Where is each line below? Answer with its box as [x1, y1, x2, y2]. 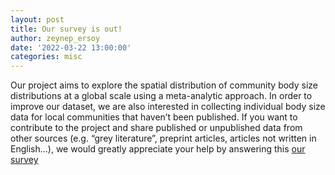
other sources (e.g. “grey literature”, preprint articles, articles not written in [10, 132, 317, 145]
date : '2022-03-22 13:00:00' [10, 42, 132, 53]
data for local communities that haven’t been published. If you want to [10, 111, 298, 123]
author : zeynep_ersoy [10, 33, 101, 43]
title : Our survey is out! [10, 24, 123, 34]
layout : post [10, 14, 65, 25]
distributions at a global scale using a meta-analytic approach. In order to [10, 90, 313, 102]
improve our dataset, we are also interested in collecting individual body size [10, 101, 326, 113]
